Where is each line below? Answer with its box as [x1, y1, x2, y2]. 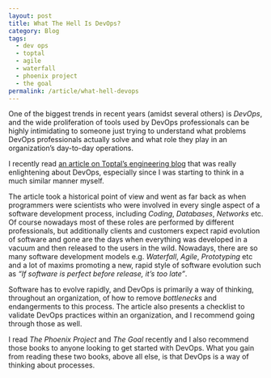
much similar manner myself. [8, 176, 104, 186]
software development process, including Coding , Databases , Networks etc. [8, 209, 264, 219]
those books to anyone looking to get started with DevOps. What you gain [8, 343, 255, 353]
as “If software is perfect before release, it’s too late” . [8, 269, 188, 279]
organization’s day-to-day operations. [8, 143, 134, 153]
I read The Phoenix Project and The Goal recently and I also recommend [8, 334, 249, 344]
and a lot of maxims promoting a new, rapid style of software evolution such [8, 260, 261, 271]
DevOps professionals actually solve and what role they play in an [8, 135, 228, 145]
